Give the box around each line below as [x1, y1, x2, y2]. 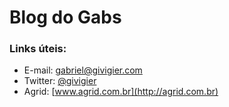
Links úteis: [9, 42, 67, 56]
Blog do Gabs [9, 6, 122, 29]
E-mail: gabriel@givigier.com [23, 64, 143, 76]
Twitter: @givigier [23, 75, 97, 87]
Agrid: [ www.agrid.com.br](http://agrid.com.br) [23, 86, 219, 98]
